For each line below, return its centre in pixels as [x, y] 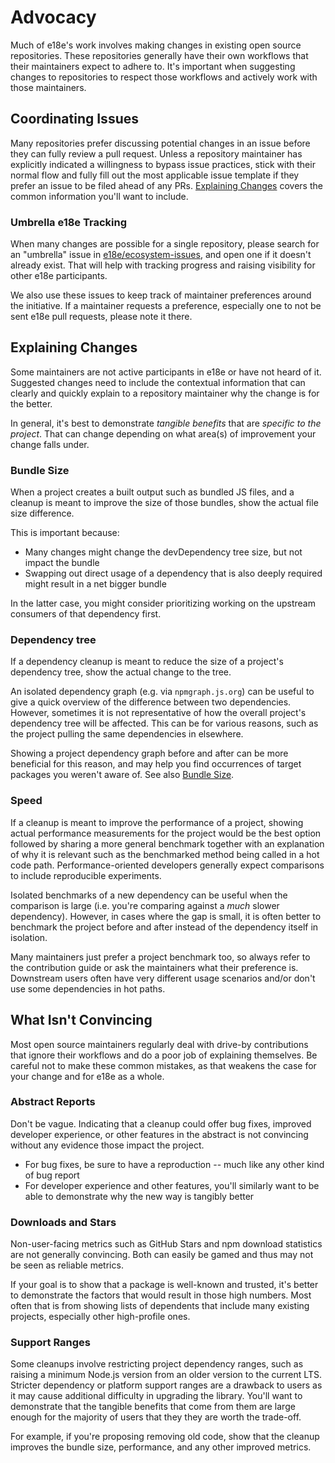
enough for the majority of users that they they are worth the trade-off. [156, 1417]
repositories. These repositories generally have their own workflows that [159, 55]
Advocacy [53, 17]
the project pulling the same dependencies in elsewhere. [127, 734]
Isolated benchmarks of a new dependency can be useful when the [149, 895]
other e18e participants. [59, 276]
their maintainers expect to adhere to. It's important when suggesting [153, 66]
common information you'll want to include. [99, 196]
